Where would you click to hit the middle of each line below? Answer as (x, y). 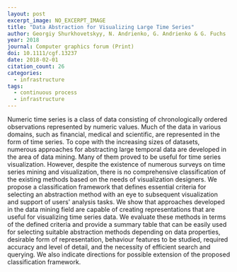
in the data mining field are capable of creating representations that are (111, 209)
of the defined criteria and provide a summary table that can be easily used (117, 224)
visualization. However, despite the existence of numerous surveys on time (116, 164)
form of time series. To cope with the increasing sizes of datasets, (104, 142)
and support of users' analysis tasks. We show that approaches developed (116, 202)
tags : (15, 86)
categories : (25, 73)
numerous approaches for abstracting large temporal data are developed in (117, 149)
